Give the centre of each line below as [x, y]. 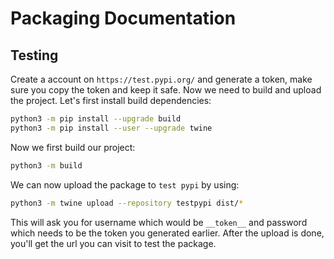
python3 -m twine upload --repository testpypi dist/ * [127, 203]
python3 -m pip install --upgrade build [96, 119]
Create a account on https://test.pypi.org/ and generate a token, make [161, 79]
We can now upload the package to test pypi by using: [125, 184]
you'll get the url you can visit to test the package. [113, 243]
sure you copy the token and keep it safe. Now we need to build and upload [166, 90]
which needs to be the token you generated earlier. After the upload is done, [167, 233]
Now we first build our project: [73, 147]
